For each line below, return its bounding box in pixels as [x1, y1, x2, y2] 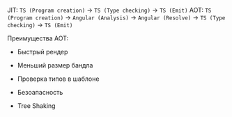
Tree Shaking [17, 102, 56, 110]
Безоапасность [17, 88, 63, 96]
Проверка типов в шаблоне [17, 75, 100, 83]
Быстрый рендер [17, 48, 68, 56]
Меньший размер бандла [17, 61, 93, 69]
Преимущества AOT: [7, 34, 68, 42]
